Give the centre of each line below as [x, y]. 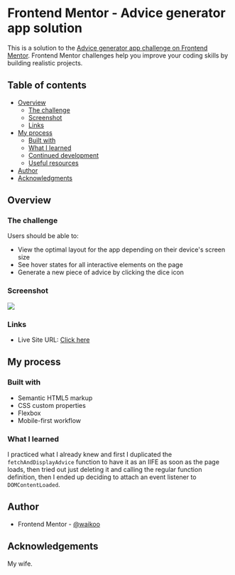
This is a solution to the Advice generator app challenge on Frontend [108, 48]
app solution [45, 28]
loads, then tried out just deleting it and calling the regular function [105, 470]
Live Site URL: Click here [54, 340]
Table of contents [47, 86]
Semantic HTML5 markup [55, 398]
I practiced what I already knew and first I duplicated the [90, 455]
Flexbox [29, 413]
